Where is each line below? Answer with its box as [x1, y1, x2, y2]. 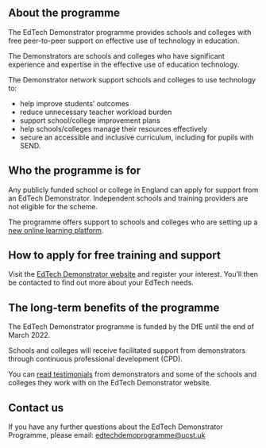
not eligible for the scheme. [8, 201, 98, 211]
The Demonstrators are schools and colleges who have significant [8, 51, 225, 60]
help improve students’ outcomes [19, 98, 129, 108]
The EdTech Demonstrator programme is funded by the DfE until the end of [8, 322, 255, 331]
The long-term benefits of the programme [8, 301, 220, 314]
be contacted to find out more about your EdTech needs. [8, 278, 195, 288]
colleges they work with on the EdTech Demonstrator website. [8, 378, 212, 388]
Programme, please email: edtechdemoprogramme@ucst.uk [8, 431, 206, 440]
